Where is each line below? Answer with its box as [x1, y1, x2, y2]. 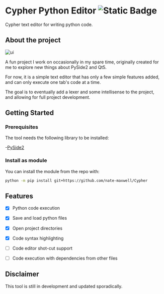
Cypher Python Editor [5, 5, 96, 16]
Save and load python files [12, 215, 67, 221]
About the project [5, 36, 61, 44]
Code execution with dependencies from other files [12, 255, 118, 261]
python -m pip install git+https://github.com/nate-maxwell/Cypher [5, 178, 148, 183]
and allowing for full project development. [5, 94, 90, 100]
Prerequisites [5, 124, 38, 131]
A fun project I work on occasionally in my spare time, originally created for [5, 59, 159, 65]
